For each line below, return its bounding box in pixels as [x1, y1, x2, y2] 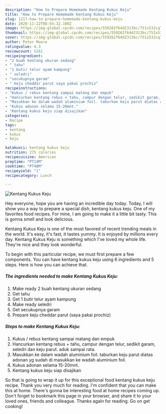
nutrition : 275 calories [5, 150, 56, 155]
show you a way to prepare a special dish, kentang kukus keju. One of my [5, 206, 155, 212]
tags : [5, 122, 16, 127]
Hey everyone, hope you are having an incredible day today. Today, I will [5, 200, 153, 206]
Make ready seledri [12, 301, 52, 307]
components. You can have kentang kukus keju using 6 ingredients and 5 [5, 256, 154, 263]
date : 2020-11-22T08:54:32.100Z [5, 21, 72, 26]
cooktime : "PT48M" [5, 164, 43, 169]
